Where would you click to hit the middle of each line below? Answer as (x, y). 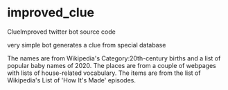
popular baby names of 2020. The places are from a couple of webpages (112, 65)
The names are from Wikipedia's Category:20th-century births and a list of (114, 58)
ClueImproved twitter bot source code (61, 32)
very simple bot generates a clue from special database (87, 45)
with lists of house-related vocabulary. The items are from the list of (104, 73)
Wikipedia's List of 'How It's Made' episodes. (72, 80)
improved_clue (51, 13)
